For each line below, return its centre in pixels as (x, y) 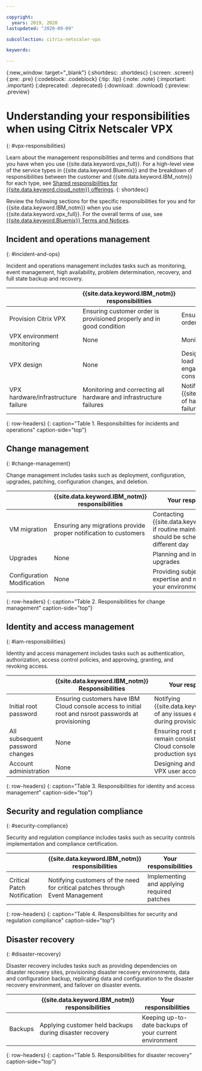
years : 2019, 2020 (35, 23)
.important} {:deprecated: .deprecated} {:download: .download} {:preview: (98, 86)
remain (164, 738)
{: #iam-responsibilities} (36, 641)
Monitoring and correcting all (124, 389)
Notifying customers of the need (94, 880)
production (170, 753)
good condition (104, 326)
